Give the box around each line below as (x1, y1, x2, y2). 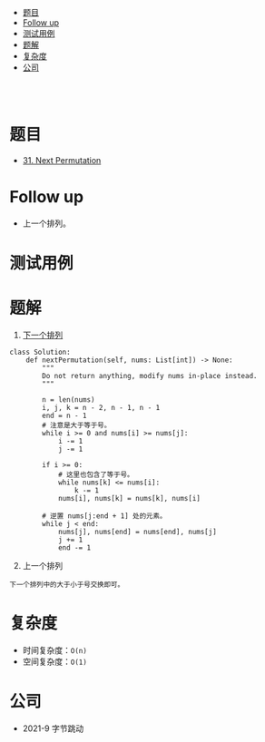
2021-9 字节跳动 (22, 723, 84, 734)
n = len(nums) (42, 395, 95, 405)
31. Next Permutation (22, 154, 102, 165)
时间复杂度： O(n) (22, 644, 88, 655)
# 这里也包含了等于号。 (57, 470, 134, 479)
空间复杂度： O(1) (22, 656, 88, 667)
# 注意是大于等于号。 (42, 421, 112, 430)
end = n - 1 (42, 411, 88, 420)
